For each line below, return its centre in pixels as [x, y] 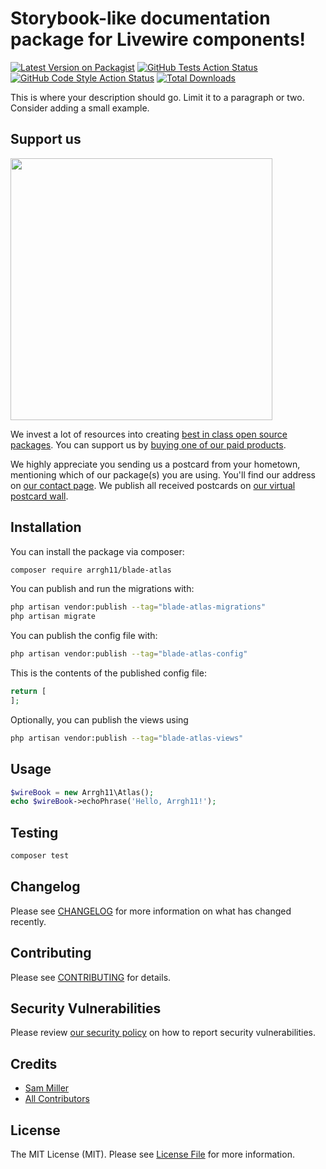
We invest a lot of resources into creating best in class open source [149, 434]
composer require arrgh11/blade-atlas [91, 570]
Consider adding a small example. [80, 108]
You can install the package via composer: [97, 551]
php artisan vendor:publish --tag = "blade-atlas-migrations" [138, 607]
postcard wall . [39, 496]
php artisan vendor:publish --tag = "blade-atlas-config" [129, 654]
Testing [34, 832]
